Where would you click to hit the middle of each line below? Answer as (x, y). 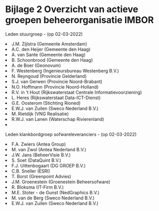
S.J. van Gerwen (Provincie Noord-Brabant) (57, 81)
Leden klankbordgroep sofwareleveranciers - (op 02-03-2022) (71, 134)
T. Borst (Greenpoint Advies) (42, 176)
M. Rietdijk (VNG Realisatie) (41, 114)
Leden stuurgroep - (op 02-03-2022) (44, 34)
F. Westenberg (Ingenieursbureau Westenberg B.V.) (65, 71)
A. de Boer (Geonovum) (36, 65)
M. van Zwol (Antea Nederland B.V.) (49, 149)
